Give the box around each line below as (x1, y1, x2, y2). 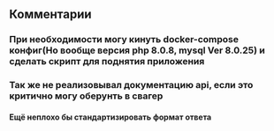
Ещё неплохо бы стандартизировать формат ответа (9, 112, 212, 122)
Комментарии (9, 7, 92, 22)
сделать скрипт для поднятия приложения (9, 55, 205, 68)
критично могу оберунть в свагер (9, 90, 164, 102)
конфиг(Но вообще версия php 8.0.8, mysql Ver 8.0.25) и (9, 44, 265, 56)
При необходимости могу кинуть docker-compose (9, 33, 239, 46)
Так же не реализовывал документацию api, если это (9, 79, 254, 91)
